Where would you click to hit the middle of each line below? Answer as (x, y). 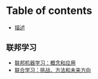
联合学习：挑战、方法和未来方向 (52, 70)
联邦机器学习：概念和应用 (45, 63)
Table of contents (49, 11)
